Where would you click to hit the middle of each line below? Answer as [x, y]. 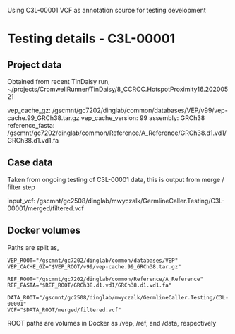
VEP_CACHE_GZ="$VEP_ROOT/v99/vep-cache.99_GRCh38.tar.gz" [94, 267]
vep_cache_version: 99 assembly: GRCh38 [143, 118]
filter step [21, 187]
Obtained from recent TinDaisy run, [59, 82]
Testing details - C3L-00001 [91, 39]
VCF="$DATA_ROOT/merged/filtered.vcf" [64, 310]
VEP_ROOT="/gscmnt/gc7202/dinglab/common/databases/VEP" [93, 261]
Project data [35, 65]
